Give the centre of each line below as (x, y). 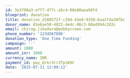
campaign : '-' (21, 44)
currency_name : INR (26, 58)
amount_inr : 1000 (24, 53)
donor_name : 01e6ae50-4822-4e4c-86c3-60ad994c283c (61, 24)
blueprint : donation (27, 15)
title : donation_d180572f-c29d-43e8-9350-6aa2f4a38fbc (65, 19)
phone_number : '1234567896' (35, 34)
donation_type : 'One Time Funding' (43, 39)
